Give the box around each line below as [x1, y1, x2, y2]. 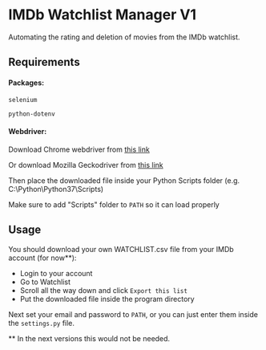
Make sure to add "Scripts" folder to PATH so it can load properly [8, 199, 220, 210]
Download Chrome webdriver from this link [8, 144, 150, 154]
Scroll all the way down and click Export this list [19, 285, 188, 295]
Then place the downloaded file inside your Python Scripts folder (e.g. [8, 175, 240, 185]
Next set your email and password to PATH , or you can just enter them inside [8, 309, 259, 319]
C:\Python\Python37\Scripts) [8, 184, 104, 193]
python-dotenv [8, 110, 56, 118]
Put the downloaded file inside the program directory [19, 294, 195, 303]
